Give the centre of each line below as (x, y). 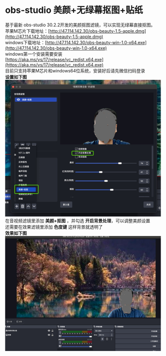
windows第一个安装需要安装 (34, 54)
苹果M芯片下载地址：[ (27, 31)
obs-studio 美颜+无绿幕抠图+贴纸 (74, 10)
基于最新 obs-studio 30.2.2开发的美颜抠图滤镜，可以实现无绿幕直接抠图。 (80, 25)
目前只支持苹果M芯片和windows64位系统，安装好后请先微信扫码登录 (75, 70)
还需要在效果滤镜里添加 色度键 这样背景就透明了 (54, 227)
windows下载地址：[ (26, 42)
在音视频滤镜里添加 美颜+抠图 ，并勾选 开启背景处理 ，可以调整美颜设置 (78, 221)
